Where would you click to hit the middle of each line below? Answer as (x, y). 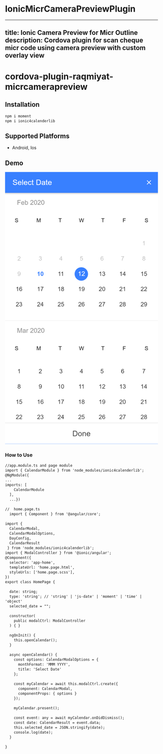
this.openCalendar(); (35, 640)
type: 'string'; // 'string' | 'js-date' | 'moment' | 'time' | (76, 596)
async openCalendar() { (33, 655)
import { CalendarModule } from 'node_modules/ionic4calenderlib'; (75, 470)
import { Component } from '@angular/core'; (55, 514)
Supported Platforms (37, 136)
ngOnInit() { (23, 635)
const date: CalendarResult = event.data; (57, 722)
